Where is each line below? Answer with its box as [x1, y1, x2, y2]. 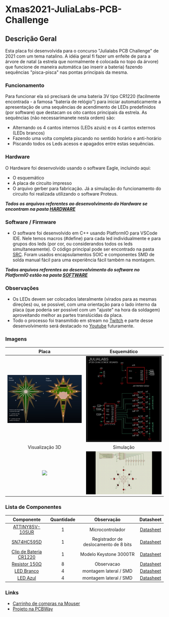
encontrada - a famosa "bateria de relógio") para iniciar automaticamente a [5, 99, 161, 105]
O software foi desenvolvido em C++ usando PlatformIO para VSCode [12, 230, 157, 236]
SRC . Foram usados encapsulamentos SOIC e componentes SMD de [12, 251, 155, 257]
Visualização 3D [27, 444, 61, 450]
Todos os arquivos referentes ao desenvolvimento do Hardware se [5, 201, 148, 207]
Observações [5, 284, 39, 292]
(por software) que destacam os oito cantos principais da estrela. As [5, 110, 147, 116]
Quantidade [50, 516, 75, 523]
